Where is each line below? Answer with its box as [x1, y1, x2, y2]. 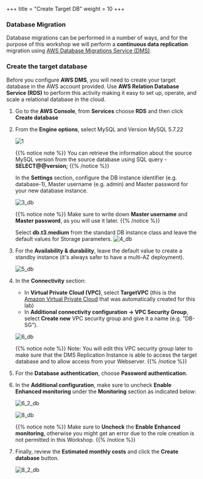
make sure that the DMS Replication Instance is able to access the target [15, 351, 198, 358]
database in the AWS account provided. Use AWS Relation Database [6, 82, 179, 90]
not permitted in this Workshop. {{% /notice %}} [15, 436, 136, 443]
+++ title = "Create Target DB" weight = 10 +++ [6, 5, 125, 12]
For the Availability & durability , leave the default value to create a [15, 246, 182, 254]
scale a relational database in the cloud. [6, 96, 106, 103]
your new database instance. [15, 187, 88, 194]
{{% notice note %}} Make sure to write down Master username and [15, 210, 188, 218]
